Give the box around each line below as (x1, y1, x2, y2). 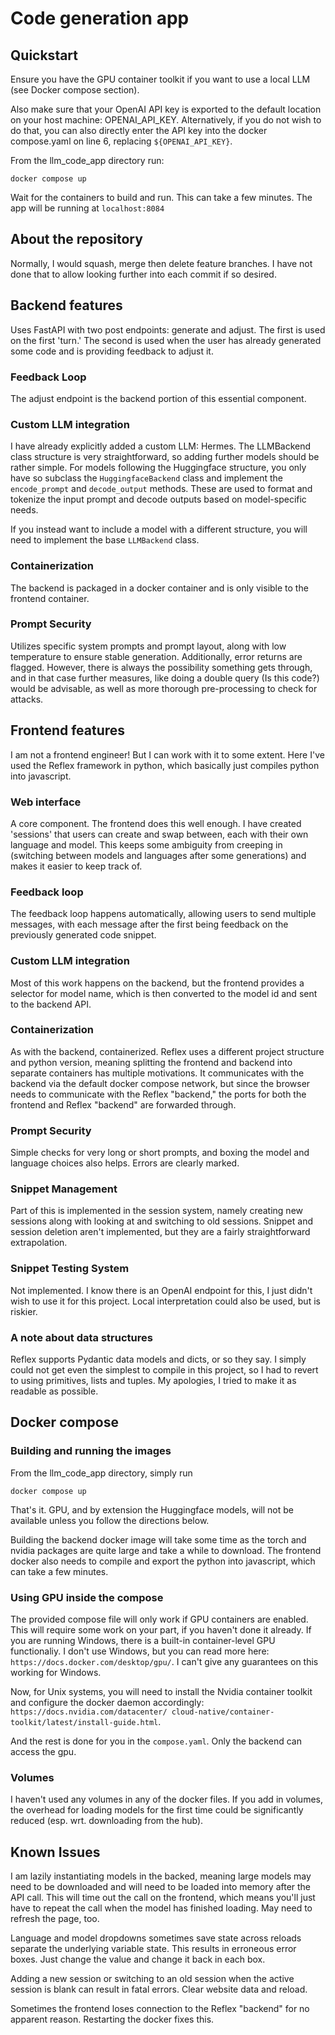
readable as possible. (10, 1385, 99, 1397)
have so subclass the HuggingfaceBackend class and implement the (10, 472, 283, 484)
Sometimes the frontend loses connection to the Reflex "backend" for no (10, 2003, 310, 2015)
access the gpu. (10, 1745, 77, 1757)
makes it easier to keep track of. (10, 860, 143, 872)
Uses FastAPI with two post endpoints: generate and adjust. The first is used (10, 323, 326, 336)
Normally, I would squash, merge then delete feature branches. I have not (10, 257, 313, 269)
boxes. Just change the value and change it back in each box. (10, 1953, 266, 1966)
